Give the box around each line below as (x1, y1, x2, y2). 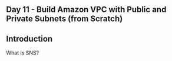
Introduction (6, 33, 53, 43)
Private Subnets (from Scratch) (6, 14, 123, 24)
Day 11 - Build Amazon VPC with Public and (6, 5, 167, 15)
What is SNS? (6, 49, 39, 56)
